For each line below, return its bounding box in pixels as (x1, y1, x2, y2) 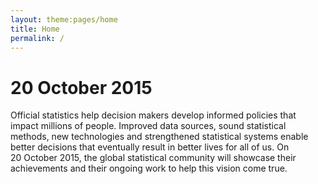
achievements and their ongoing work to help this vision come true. (10, 162, 288, 175)
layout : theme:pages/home (10, 14, 118, 25)
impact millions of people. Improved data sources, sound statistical (10, 120, 287, 132)
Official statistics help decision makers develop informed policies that (10, 109, 297, 121)
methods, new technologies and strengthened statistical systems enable (10, 131, 309, 143)
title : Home (10, 24, 60, 34)
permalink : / (10, 33, 65, 43)
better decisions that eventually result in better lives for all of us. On (10, 141, 290, 153)
